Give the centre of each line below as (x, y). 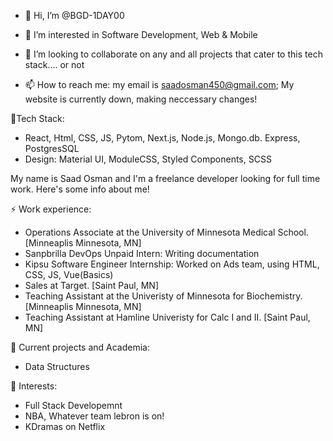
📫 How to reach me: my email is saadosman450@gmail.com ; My (159, 84)
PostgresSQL (52, 148)
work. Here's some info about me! (80, 189)
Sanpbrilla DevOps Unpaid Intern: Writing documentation (142, 253)
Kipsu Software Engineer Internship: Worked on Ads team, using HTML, (172, 264)
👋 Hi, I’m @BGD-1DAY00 (74, 15)
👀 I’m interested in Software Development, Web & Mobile (141, 34)
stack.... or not (54, 64)
